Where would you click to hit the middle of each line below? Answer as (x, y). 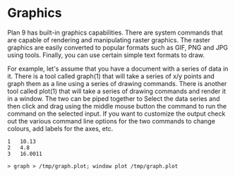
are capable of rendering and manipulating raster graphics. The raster (109, 39)
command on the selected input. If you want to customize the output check (116, 114)
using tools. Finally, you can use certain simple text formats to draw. (106, 55)
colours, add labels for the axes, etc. (60, 128)
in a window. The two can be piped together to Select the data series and (114, 98)
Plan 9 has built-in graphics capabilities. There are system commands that (115, 32)
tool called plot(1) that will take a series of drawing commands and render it (117, 91)
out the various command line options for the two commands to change (111, 121)
